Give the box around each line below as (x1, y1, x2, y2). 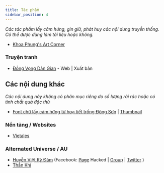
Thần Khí (12, 162, 32, 168)
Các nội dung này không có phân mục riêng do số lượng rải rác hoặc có (5, 93, 155, 99)
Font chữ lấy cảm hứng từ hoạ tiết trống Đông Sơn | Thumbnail (12, 108, 142, 114)
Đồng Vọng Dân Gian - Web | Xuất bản (12, 65, 93, 71)
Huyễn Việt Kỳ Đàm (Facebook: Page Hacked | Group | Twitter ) (12, 157, 144, 163)
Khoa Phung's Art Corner (12, 41, 65, 47)
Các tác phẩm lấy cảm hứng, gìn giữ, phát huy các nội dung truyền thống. (5, 26, 159, 32)
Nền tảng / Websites (5, 121, 56, 128)
